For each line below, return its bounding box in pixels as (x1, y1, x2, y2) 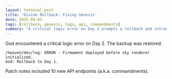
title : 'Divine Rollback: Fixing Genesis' (5, 12, 97, 17)
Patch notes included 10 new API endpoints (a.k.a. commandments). (5, 68, 149, 74)
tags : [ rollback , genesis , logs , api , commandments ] (5, 21, 120, 27)
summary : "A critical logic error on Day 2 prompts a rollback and (5, 27, 153, 32)
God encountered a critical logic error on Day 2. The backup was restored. (5, 40, 162, 46)
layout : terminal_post (5, 7, 54, 13)
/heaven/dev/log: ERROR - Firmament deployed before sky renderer (5, 50, 150, 56)
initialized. (5, 55, 33, 60)
